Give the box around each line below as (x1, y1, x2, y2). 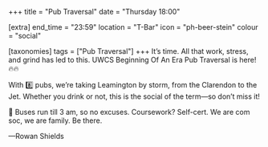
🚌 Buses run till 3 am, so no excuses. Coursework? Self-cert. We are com (8, 108, 250, 116)
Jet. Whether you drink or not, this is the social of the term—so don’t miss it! (8, 92, 261, 101)
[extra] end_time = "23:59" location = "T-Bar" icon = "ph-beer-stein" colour (8, 22, 258, 31)
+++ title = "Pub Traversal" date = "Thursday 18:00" (8, 7, 181, 16)
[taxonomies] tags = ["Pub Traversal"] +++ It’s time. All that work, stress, (8, 47, 249, 55)
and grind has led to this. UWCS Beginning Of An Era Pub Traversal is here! (8, 55, 257, 64)
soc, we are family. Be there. (8, 116, 103, 125)
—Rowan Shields (8, 132, 64, 141)
